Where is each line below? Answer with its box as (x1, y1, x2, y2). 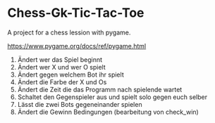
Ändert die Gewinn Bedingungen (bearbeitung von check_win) (17, 108, 199, 116)
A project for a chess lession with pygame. (7, 28, 131, 37)
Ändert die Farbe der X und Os (17, 77, 107, 86)
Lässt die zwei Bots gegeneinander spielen (17, 100, 142, 108)
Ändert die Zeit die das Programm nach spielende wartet (17, 85, 183, 93)
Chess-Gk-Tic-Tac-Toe (7, 5, 145, 21)
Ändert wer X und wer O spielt (17, 63, 106, 71)
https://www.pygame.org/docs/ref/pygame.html (7, 41, 147, 50)
